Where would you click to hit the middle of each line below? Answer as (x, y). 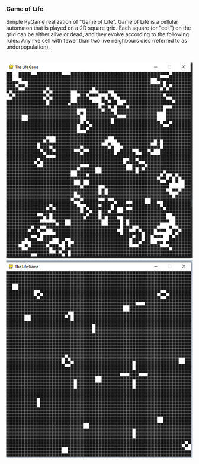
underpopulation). (28, 47)
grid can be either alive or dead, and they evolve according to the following (98, 34)
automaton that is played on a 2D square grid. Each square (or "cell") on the (99, 28)
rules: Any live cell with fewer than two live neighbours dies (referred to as (97, 41)
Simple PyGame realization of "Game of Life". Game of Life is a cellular (92, 22)
